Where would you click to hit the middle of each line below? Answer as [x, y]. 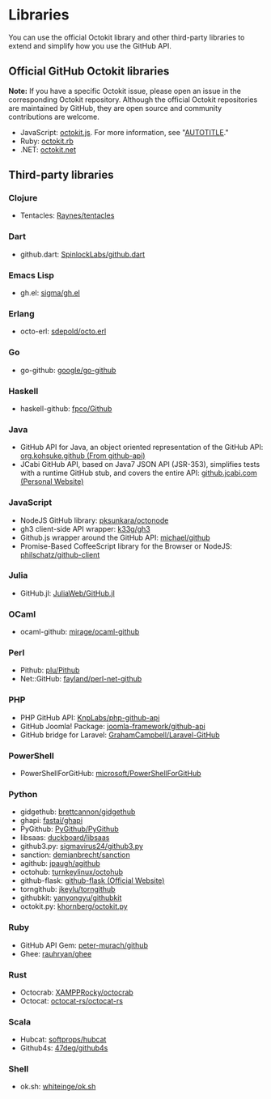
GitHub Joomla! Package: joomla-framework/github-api [113, 726]
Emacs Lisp [32, 275]
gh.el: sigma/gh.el [50, 293]
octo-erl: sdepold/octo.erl [63, 331]
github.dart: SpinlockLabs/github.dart [83, 254]
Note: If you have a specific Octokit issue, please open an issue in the [125, 91]
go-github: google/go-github [68, 370]
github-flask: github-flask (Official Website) [92, 880]
